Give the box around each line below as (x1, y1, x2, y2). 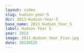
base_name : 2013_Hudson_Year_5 (5, 21, 72, 27)
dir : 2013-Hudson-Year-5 (5, 17, 58, 22)
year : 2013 (5, 31, 29, 36)
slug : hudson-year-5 (5, 12, 50, 17)
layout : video (5, 7, 36, 13)
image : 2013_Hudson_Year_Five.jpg (5, 36, 79, 41)
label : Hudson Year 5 (5, 26, 52, 31)
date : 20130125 (5, 40, 38, 45)
